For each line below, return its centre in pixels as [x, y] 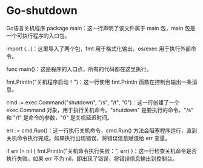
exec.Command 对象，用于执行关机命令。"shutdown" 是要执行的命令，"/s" [100, 110]
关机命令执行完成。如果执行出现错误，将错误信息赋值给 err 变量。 [88, 138]
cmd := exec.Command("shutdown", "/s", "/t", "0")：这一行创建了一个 [93, 102]
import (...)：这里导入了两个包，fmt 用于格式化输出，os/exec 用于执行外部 [99, 49]
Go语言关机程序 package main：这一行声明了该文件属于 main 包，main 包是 [101, 28]
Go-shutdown [42, 11]
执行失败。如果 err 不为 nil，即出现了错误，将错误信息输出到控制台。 [92, 158]
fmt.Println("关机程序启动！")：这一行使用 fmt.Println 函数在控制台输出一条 [99, 82]
